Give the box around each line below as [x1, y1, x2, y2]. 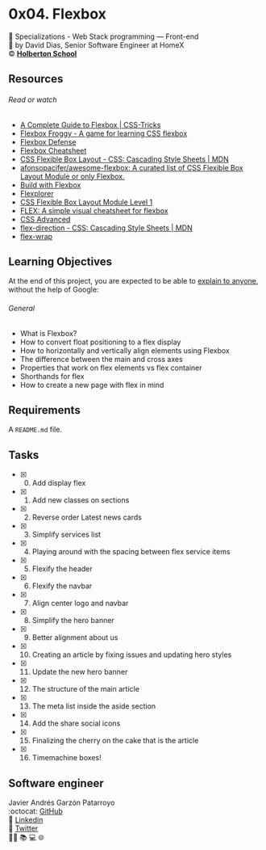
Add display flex [31, 478, 86, 488]
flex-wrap [19, 231, 53, 241]
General [8, 303, 35, 313]
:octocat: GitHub [8, 806, 63, 816]
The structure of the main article [31, 684, 139, 694]
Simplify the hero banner [31, 616, 114, 625]
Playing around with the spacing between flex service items [31, 547, 231, 557]
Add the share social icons [31, 718, 121, 728]
